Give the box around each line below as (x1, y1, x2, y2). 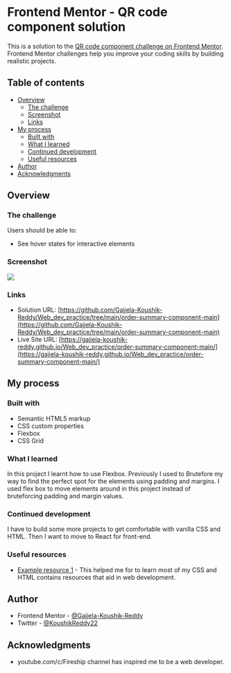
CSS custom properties (17, 422, 85, 430)
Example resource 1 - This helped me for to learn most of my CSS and (17, 565, 217, 574)
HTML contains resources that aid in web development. (17, 573, 176, 581)
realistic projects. (7, 56, 57, 65)
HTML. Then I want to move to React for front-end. (7, 532, 153, 541)
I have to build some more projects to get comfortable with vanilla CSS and (7, 525, 221, 533)
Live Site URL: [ (17, 335, 62, 344)
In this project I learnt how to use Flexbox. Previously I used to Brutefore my (7, 470, 223, 478)
